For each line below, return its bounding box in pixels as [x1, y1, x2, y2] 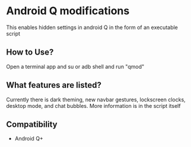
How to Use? [6, 47, 54, 57]
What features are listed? [6, 80, 102, 90]
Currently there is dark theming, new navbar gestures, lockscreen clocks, [6, 96, 186, 103]
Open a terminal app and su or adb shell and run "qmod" [6, 63, 144, 70]
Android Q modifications [6, 4, 130, 18]
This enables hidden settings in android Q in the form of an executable [6, 24, 178, 31]
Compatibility [6, 119, 58, 129]
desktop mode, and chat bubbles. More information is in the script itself [6, 102, 181, 109]
